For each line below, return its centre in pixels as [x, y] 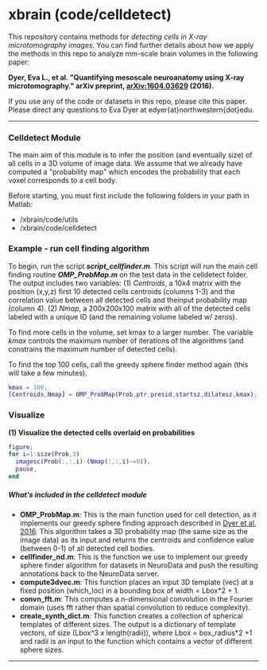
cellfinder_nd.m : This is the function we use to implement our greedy [134, 556]
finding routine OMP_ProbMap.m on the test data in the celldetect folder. [128, 274]
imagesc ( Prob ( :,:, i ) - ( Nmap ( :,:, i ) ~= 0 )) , [83, 462]
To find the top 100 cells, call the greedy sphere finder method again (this [128, 364]
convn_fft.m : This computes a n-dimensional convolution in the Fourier [136, 598]
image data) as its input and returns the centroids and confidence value [137, 540]
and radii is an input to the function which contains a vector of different [136, 641]
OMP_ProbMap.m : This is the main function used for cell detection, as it [138, 514]
